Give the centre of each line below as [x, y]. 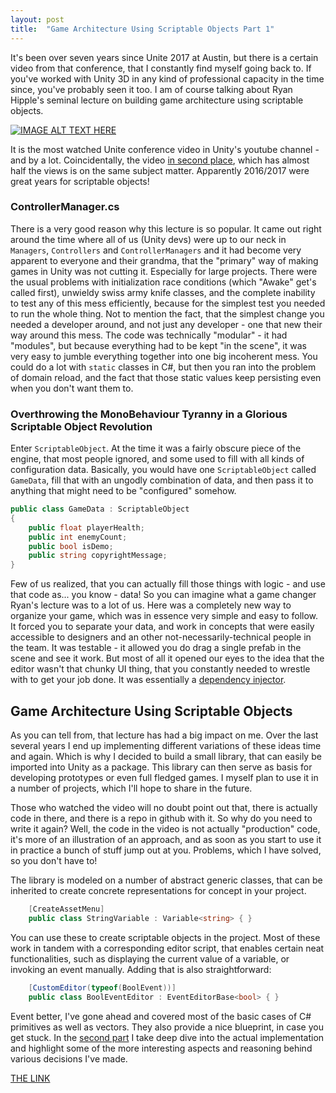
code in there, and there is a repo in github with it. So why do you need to [161, 818]
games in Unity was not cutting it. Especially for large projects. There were [164, 271]
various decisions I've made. [69, 1058]
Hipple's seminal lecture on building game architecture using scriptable [157, 100]
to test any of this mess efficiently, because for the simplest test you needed [168, 303]
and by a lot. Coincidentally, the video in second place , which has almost [160, 160]
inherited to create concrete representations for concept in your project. [158, 891]
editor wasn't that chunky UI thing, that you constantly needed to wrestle [160, 669]
